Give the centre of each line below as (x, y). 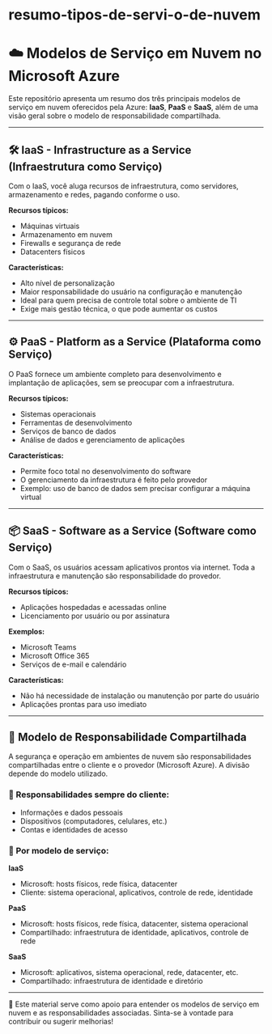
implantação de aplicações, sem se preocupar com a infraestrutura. (121, 383)
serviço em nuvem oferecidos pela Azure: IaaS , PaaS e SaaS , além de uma (134, 108)
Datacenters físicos (53, 252)
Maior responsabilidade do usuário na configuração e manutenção (131, 291)
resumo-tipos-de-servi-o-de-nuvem (134, 15)
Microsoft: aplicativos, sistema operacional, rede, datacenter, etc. (129, 972)
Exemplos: (27, 631)
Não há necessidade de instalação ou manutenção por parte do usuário (140, 695)
